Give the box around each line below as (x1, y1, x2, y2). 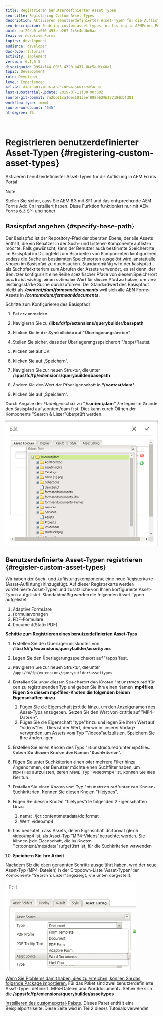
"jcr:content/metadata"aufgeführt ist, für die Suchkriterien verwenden (12, 843, 152, 849)
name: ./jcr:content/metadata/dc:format (19, 813, 99, 819)
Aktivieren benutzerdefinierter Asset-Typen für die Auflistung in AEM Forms (5, 174, 156, 179)
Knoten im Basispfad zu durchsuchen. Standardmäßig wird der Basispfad (5, 261, 152, 267)
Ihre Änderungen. (19, 735, 55, 741)
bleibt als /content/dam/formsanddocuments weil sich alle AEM (5, 287, 135, 293)
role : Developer (5, 74, 38, 80)
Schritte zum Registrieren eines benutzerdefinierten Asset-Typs (5, 631, 137, 637)
